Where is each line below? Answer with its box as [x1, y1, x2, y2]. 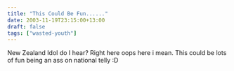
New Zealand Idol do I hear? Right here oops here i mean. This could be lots [7, 49, 227, 57]
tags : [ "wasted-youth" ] [7, 29, 77, 37]
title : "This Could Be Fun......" [7, 10, 109, 17]
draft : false [7, 23, 46, 30]
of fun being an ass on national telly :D [7, 56, 119, 65]
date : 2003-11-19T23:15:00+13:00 [7, 17, 105, 24]
